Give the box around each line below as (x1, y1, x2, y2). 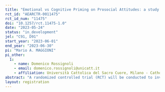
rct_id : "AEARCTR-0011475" (5, 12, 60, 17)
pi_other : (5, 52, 26, 57)
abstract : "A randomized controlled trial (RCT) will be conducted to (5, 75, 153, 80)
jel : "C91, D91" (5, 35, 38, 39)
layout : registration (5, 79, 50, 84)
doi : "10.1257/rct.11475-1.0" (5, 20, 67, 26)
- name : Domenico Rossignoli (14, 61, 74, 66)
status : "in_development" (5, 30, 58, 35)
